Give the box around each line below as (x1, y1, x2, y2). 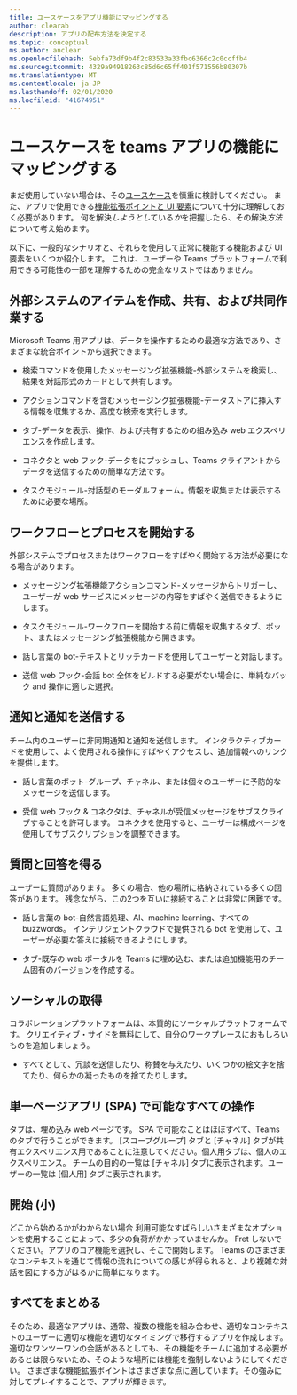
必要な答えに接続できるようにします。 (52, 934, 192, 945)
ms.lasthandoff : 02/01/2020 (9, 87, 113, 96)
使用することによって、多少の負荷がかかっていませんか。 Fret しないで (24, 1233, 282, 1244)
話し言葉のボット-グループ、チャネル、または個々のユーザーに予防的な (21, 775, 282, 787)
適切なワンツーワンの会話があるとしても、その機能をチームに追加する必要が (9, 1343, 288, 1353)
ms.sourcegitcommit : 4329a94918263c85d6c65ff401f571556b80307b (9, 63, 248, 72)
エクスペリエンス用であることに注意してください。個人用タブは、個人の (16, 1146, 280, 1157)
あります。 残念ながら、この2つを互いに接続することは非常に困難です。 (24, 893, 286, 903)
